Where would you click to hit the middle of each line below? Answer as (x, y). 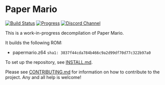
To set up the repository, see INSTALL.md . (49, 62)
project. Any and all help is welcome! (43, 77)
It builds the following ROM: (34, 42)
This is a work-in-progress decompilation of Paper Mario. (65, 33)
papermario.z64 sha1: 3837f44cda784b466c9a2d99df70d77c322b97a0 (81, 52)
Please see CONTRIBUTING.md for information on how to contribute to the (82, 72)
